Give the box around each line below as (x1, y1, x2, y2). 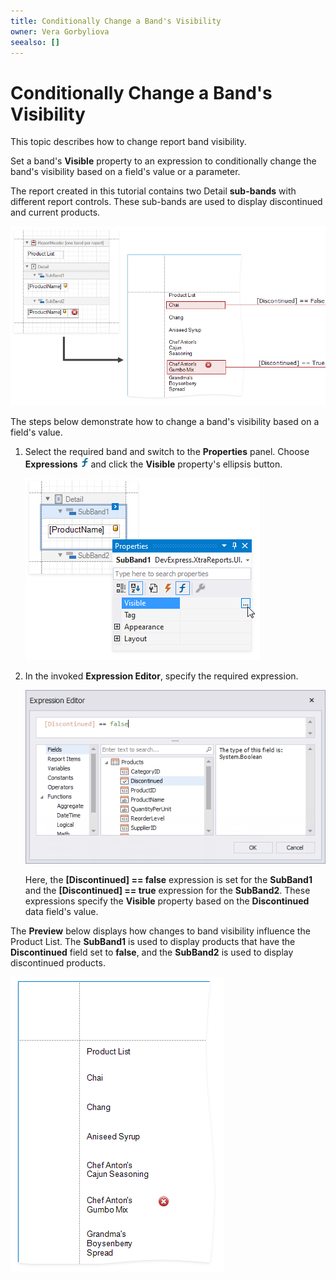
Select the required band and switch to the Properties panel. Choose (24, 446, 310, 458)
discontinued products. (10, 956, 106, 969)
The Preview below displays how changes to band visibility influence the (10, 925, 311, 937)
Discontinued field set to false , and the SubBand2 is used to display (10, 946, 294, 958)
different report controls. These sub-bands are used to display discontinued (10, 196, 323, 208)
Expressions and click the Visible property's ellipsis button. (24, 458, 283, 470)
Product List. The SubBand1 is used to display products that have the (10, 935, 296, 947)
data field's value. (24, 905, 99, 917)
